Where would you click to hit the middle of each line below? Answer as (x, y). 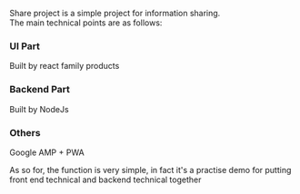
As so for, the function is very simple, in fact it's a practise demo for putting (150, 170)
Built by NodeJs (40, 109)
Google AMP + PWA (47, 152)
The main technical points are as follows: (86, 23)
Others (25, 132)
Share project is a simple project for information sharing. (115, 13)
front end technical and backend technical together (105, 179)
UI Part (25, 46)
